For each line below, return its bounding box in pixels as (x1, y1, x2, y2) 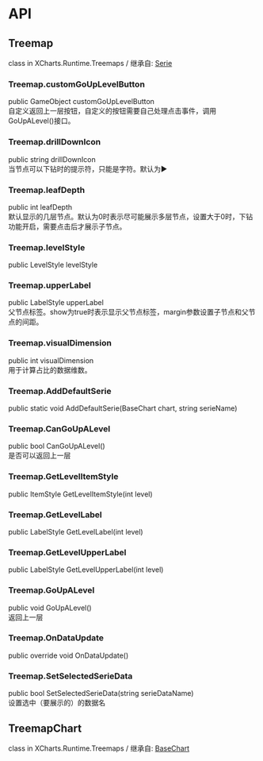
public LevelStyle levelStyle (8, 260, 98, 270)
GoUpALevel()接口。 (8, 116, 75, 126)
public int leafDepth (8, 202, 73, 211)
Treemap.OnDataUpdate (8, 632, 105, 643)
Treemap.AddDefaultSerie (8, 385, 112, 396)
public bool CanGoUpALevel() (8, 442, 105, 451)
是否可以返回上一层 (8, 450, 71, 461)
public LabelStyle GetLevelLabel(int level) (8, 527, 144, 536)
